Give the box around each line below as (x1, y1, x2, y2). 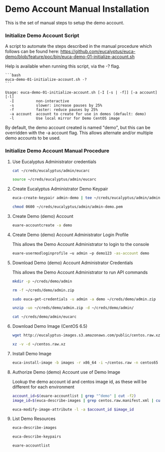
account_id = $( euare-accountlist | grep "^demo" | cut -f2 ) (12, 393, 136, 398)
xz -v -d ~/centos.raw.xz (12, 342, 66, 347)
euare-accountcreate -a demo (12, 223, 72, 228)
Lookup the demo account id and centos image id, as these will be (12, 379, 147, 384)
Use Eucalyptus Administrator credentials (12, 159, 97, 165)
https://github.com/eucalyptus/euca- (60, 48, 136, 55)
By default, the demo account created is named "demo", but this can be (5, 125, 151, 131)
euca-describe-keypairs (12, 434, 62, 439)
